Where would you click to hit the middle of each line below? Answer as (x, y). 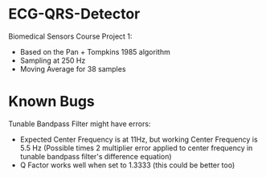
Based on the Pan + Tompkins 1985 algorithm (95, 51)
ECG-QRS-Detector (74, 14)
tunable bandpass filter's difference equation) (96, 156)
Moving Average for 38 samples (73, 68)
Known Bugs (51, 102)
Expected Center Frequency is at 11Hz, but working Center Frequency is (139, 139)
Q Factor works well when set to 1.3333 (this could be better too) (127, 165)
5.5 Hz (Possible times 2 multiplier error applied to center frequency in (136, 148)
